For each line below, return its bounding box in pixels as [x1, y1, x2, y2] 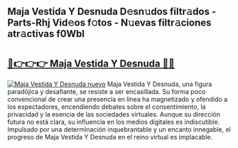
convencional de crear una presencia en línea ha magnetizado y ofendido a [7, 95, 228, 103]
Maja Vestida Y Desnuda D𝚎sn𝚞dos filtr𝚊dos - [7, 6, 217, 18]
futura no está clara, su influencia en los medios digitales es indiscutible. [7, 117, 220, 126]
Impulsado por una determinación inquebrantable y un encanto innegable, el [7, 125, 231, 134]
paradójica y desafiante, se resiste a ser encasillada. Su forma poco [7, 88, 206, 95]
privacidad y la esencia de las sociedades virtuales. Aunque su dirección [7, 110, 220, 118]
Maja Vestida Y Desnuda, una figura [107, 80, 212, 88]
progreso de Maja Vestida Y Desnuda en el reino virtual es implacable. [7, 133, 213, 141]
